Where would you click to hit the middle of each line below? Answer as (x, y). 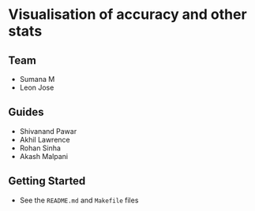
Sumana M (37, 79)
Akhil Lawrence (45, 139)
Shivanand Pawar (48, 131)
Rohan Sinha (40, 148)
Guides (26, 112)
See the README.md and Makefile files (79, 200)
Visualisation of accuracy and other (127, 15)
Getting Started (47, 181)
